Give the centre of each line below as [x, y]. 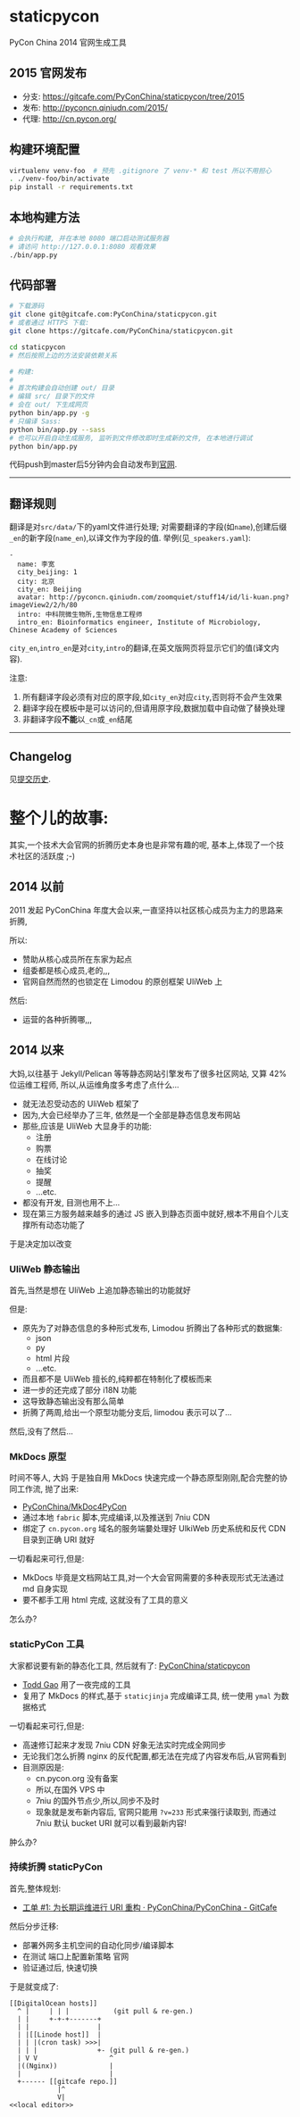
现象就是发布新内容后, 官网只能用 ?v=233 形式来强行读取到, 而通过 [156, 1812]
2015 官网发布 [48, 73]
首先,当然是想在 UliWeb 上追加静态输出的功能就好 [100, 1290]
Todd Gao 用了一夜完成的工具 [76, 1684]
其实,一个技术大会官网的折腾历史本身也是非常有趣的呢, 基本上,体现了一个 [143, 845]
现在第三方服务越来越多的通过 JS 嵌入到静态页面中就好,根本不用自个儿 [151, 1213]
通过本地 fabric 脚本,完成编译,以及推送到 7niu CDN [116, 1517]
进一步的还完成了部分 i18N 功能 [79, 1389]
